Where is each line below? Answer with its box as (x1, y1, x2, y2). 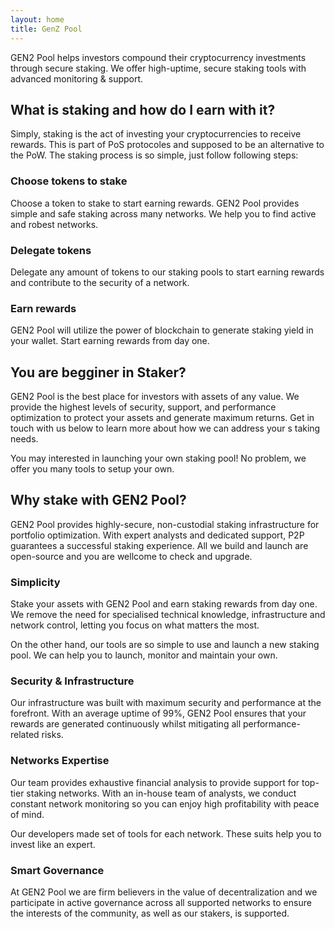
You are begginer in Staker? (10, 364, 187, 381)
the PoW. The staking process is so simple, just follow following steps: (10, 149, 299, 161)
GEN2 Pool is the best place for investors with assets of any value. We (10, 391, 300, 403)
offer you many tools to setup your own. (10, 463, 175, 475)
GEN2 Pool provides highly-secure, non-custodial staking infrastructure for (10, 518, 320, 530)
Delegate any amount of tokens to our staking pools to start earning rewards (10, 266, 325, 278)
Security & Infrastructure (10, 674, 135, 688)
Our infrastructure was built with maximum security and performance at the (10, 697, 322, 709)
